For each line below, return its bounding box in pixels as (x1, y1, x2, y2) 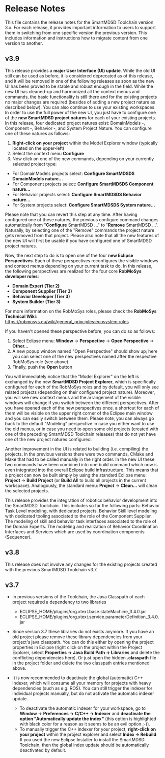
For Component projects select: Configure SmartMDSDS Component (12, 181, 154, 187)
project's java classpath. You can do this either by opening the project (12, 639, 154, 645)
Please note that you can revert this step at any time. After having (5, 211, 137, 217)
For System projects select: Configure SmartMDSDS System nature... (12, 202, 156, 207)
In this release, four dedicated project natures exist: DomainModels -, (5, 120, 145, 126)
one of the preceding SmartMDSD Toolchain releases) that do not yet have (5, 431, 156, 437)
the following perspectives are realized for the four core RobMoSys (5, 268, 142, 274)
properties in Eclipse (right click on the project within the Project (12, 644, 142, 651)
